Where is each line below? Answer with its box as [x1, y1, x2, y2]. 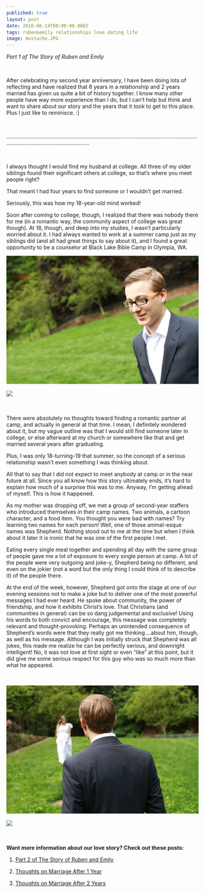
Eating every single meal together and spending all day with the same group [6, 546, 198, 553]
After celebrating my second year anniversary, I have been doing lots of [6, 77, 187, 84]
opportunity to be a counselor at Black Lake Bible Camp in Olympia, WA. [6, 244, 188, 251]
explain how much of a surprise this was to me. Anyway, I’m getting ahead [6, 484, 193, 491]
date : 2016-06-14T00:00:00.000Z [6, 23, 88, 29]
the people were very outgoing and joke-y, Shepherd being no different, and [6, 559, 198, 567]
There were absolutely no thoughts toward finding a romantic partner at [6, 415, 186, 422]
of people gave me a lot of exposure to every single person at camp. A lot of [6, 553, 198, 560]
